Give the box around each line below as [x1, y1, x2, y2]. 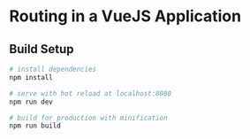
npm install [9, 73, 53, 81]
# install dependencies [9, 65, 97, 73]
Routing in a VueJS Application [9, 6, 241, 27]
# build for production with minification [9, 113, 168, 122]
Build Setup [9, 42, 74, 57]
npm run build [9, 121, 62, 130]
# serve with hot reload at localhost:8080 [9, 89, 172, 98]
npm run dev [9, 97, 53, 106]
